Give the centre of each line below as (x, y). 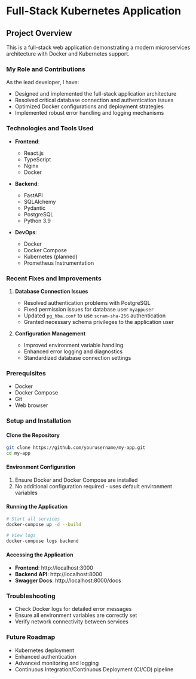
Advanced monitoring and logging (57, 663)
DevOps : (26, 232)
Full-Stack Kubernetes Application (94, 11)
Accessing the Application (40, 555)
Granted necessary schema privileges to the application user (99, 322)
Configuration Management (50, 334)
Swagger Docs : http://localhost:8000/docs (68, 580)
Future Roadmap (31, 637)
